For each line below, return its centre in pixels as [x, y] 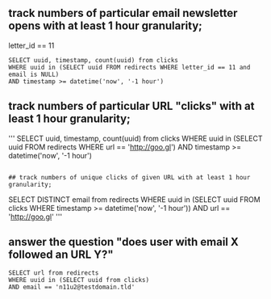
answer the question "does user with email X [124, 242]
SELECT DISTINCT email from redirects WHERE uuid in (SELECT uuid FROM [134, 199]
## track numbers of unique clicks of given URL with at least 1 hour [129, 177]
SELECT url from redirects [54, 273]
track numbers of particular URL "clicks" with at [131, 106]
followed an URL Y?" [61, 255]
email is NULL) [34, 74]
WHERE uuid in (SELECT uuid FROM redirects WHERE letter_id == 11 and [129, 67]
